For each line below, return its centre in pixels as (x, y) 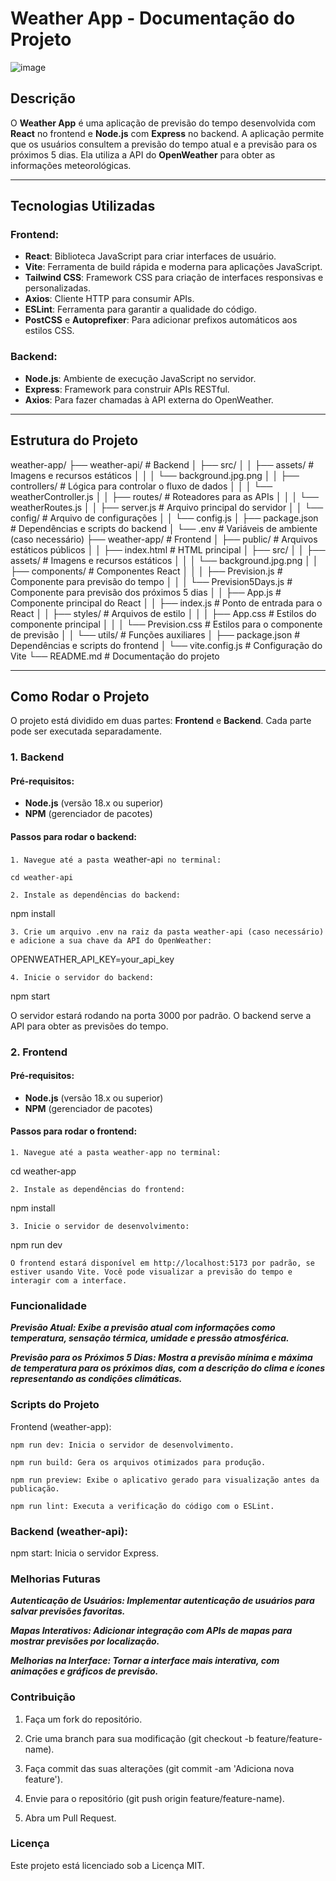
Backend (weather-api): (69, 1531)
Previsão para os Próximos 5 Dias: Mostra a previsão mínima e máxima (161, 1358)
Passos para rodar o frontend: (74, 1131)
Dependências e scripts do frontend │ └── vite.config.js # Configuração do (166, 645)
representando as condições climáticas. (96, 1379)
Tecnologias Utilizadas (83, 206)
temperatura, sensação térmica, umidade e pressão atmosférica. (150, 1338)
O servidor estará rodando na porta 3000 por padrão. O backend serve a (161, 1015)
